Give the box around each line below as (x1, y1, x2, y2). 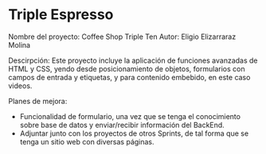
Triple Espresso (8, 6, 114, 24)
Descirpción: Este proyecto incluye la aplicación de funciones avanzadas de (8, 56, 258, 65)
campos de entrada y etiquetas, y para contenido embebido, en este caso (8, 72, 251, 82)
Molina (8, 40, 30, 49)
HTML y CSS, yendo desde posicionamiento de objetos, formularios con (8, 64, 245, 73)
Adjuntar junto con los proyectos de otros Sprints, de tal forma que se (19, 129, 249, 138)
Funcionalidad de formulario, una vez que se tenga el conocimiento (19, 111, 241, 121)
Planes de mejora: (8, 96, 68, 106)
